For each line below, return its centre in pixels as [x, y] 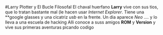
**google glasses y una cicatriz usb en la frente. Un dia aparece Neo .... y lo [81, 17]
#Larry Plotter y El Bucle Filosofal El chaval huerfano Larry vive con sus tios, [82, 7]
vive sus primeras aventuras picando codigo [49, 27]
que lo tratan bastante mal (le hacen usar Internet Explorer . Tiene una [75, 12]
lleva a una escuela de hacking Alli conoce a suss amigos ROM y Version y [80, 22]
